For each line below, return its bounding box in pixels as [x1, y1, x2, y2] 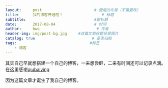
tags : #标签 [5, 41, 100, 46]
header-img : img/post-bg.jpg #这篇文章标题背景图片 [5, 31, 119, 36]
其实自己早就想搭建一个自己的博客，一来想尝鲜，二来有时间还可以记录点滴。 [5, 60, 166, 66]
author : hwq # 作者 [5, 26, 109, 32]
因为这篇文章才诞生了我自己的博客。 [5, 77, 81, 83]
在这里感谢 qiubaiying [5, 66, 50, 72]
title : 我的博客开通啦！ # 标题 [5, 12, 114, 17]
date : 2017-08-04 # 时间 [5, 21, 107, 27]
